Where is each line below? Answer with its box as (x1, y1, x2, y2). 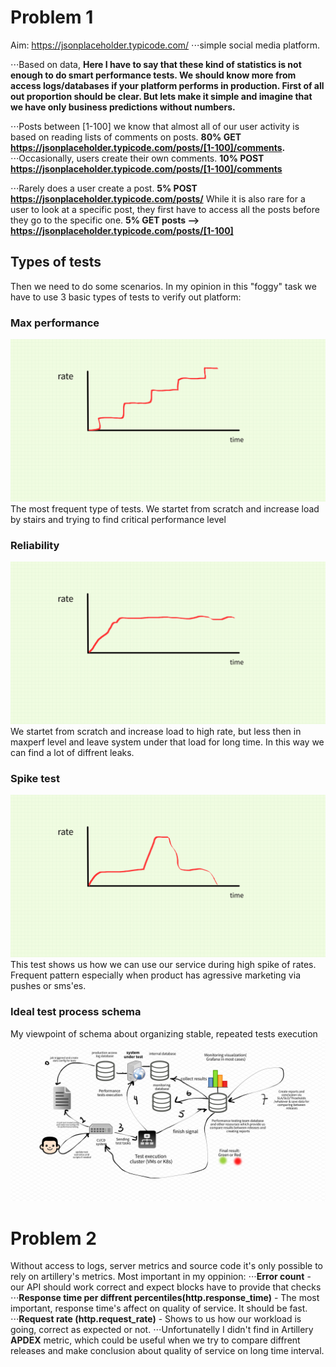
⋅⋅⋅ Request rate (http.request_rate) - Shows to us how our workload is (10, 1313, 302, 1325)
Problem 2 (10, 1227, 97, 1250)
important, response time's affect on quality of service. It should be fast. (10, 1302, 308, 1315)
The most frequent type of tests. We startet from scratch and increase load (10, 502, 320, 515)
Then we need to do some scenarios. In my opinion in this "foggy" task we (10, 280, 317, 292)
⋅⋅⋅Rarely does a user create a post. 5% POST (10, 182, 198, 194)
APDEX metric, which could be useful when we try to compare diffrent (10, 1334, 301, 1346)
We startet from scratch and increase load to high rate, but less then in (10, 726, 302, 738)
